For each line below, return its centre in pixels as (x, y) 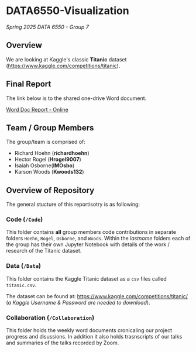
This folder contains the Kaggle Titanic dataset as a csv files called (86, 278)
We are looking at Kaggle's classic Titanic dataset (66, 59)
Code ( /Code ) (25, 219)
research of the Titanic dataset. (44, 251)
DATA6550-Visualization (68, 11)
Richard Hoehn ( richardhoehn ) (52, 153)
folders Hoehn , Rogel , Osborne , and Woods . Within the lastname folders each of (98, 239)
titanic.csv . (21, 285)
